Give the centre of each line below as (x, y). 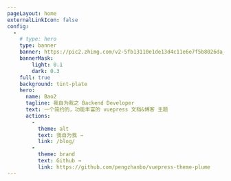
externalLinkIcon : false (43, 20)
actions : (38, 116)
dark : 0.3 (46, 71)
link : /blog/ (56, 142)
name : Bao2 (41, 97)
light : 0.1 (47, 65)
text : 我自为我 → (60, 135)
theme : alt (53, 129)
